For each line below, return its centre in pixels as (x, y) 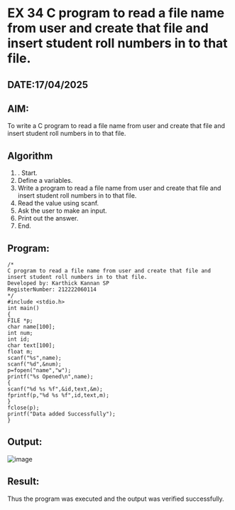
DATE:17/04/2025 (48, 84)
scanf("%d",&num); (34, 364)
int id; (19, 339)
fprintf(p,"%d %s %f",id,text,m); (59, 395)
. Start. (27, 173)
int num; (20, 333)
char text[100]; (31, 346)
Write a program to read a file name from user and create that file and (119, 188)
